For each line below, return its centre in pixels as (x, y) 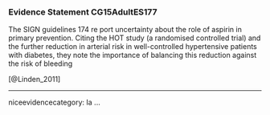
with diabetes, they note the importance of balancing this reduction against (133, 55)
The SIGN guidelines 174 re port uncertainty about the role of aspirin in (125, 30)
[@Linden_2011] (35, 80)
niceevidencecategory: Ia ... (54, 102)
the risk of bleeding (41, 64)
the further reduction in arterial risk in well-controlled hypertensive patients (133, 47)
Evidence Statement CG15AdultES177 (83, 12)
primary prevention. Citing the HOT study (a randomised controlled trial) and (135, 38)
